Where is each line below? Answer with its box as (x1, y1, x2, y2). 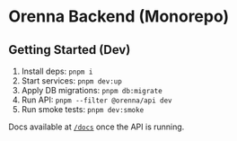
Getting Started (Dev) (8, 42, 131, 57)
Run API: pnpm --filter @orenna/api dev (21, 94, 172, 105)
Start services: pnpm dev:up (21, 75, 122, 86)
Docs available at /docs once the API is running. (8, 121, 185, 132)
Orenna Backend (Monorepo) (8, 6, 230, 27)
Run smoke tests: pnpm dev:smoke (21, 104, 145, 114)
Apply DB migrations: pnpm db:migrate (21, 85, 162, 95)
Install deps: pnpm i (21, 66, 93, 76)
